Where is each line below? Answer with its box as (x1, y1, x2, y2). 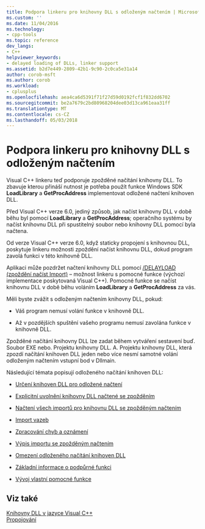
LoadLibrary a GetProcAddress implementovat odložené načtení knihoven (6, 190, 194, 197)
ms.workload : (6, 83, 40, 89)
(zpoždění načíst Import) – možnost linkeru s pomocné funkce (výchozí (6, 270, 185, 278)
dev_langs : (6, 43, 34, 50)
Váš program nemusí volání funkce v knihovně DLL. (15, 307, 145, 315)
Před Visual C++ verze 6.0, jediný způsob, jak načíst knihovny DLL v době (6, 208, 192, 215)
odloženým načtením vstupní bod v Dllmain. (6, 357, 117, 364)
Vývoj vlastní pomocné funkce (15, 475, 92, 483)
